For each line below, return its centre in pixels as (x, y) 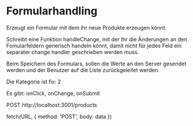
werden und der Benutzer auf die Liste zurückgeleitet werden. (83, 70)
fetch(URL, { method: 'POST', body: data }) (59, 116)
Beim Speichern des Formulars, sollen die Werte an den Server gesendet (96, 64)
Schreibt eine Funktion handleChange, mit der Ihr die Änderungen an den (97, 39)
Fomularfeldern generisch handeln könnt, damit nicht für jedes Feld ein (94, 46)
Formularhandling (52, 11)
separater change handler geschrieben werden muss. (73, 52)
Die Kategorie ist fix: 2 (34, 82)
